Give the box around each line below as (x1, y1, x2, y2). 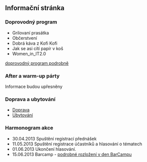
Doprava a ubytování (5, 96, 55, 103)
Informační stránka (5, 4, 65, 12)
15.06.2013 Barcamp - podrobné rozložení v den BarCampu (12, 151, 132, 157)
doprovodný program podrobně (5, 60, 69, 66)
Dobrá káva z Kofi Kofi (12, 40, 58, 46)
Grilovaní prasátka (12, 29, 49, 36)
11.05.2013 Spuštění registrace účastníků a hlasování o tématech (12, 141, 142, 147)
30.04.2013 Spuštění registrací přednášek (12, 135, 97, 141)
